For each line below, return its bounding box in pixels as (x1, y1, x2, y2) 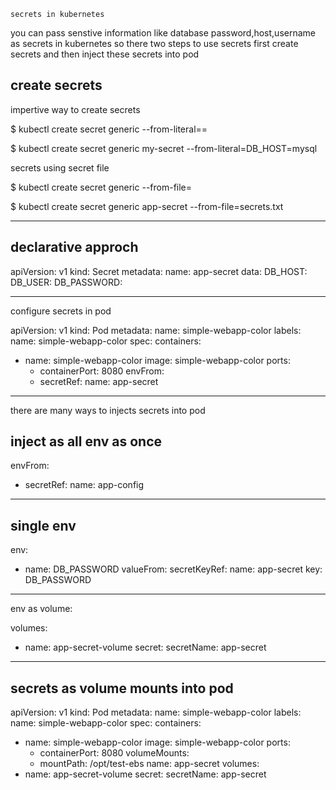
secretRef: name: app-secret (39, 375, 159, 387)
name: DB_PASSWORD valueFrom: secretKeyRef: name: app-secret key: (24, 563, 323, 575)
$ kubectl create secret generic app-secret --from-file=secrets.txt (10, 200, 284, 212)
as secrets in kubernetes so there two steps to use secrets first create (10, 38, 299, 49)
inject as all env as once (10, 433, 162, 450)
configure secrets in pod (10, 305, 112, 317)
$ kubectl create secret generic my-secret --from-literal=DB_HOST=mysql (10, 142, 318, 154)
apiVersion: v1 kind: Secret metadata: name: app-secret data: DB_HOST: (10, 265, 308, 277)
